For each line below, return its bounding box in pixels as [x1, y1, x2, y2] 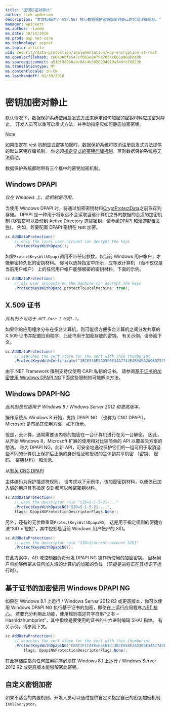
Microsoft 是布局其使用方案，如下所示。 [5, 421, 89, 427]
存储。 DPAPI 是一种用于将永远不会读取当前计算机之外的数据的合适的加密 [5, 211, 158, 217]
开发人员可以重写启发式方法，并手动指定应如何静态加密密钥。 [15, 121, 144, 127]
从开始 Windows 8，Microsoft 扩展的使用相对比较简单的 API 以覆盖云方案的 [5, 438, 163, 444]
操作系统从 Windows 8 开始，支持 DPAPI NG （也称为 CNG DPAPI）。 [5, 415, 148, 421]
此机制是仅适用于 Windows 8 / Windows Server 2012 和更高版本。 [5, 404, 143, 410]
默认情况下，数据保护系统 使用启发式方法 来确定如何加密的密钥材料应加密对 [5, 115, 160, 121]
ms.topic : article [5, 45, 44, 50]
